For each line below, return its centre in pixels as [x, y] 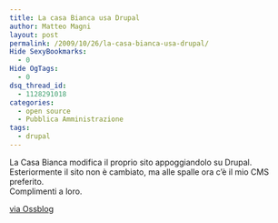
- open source [44, 111]
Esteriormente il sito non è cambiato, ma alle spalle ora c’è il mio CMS [139, 172]
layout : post [34, 35]
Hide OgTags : [34, 69]
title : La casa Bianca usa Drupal [75, 18]
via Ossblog [32, 208]
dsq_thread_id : [38, 86]
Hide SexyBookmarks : [49, 52]
